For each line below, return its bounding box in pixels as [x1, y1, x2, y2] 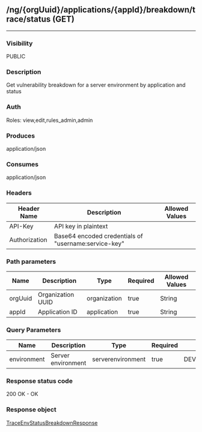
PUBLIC [6, 53, 26, 60]
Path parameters [6, 257, 56, 266]
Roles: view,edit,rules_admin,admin [6, 117, 93, 124]
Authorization [9, 236, 47, 244]
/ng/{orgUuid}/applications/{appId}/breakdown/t [6, 5, 195, 15]
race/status [6, 14, 51, 25]
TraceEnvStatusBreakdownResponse [6, 419, 98, 426]
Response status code [6, 377, 73, 385]
